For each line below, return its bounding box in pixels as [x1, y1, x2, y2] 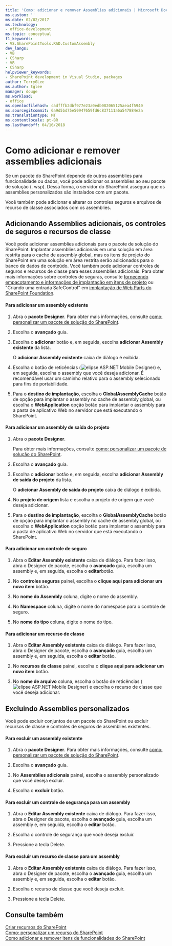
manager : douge [5, 89, 38, 94]
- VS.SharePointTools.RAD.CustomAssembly [5, 41, 95, 46]
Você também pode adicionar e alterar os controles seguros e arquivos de [5, 199, 162, 205]
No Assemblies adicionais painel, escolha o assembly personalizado [12, 772, 159, 778]
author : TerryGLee [5, 79, 45, 84]
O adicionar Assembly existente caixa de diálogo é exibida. [12, 354, 140, 360]
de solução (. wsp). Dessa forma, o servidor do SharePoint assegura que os [5, 183, 165, 189]
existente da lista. [12, 344, 51, 351]
